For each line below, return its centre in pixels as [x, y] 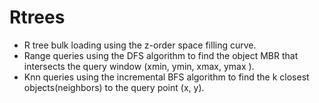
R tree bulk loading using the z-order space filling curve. [140, 45]
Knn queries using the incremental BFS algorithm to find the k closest [166, 77]
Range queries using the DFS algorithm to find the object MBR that [161, 55]
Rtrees [37, 17]
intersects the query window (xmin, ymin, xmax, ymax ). [139, 66]
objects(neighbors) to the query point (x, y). [114, 87]
